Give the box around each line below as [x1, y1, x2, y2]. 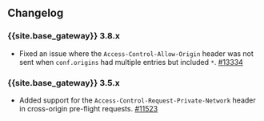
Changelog [7, 6, 64, 20]
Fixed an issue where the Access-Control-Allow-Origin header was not [18, 48, 254, 58]
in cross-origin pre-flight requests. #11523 [18, 103, 158, 113]
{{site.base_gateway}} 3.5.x [7, 77, 121, 88]
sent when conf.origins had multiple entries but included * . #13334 [18, 57, 243, 67]
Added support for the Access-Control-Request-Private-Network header [18, 95, 257, 105]
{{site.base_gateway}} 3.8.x [7, 30, 121, 42]
